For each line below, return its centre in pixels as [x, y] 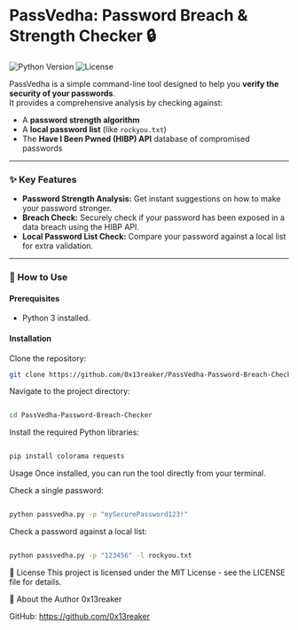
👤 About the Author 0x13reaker [66, 599]
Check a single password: [56, 491]
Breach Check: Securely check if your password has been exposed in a [153, 217]
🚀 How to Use [39, 278]
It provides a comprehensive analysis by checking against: [116, 102]
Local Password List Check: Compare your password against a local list [154, 237]
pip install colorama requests [67, 457]
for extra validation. [58, 246]
